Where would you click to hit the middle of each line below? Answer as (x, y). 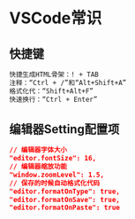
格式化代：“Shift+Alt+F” (52, 91)
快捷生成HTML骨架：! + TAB (54, 74)
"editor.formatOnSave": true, (65, 199)
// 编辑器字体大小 (38, 150)
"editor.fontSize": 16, (53, 159)
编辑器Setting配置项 (64, 129)
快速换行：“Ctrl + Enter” (53, 99)
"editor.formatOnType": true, (65, 192)
